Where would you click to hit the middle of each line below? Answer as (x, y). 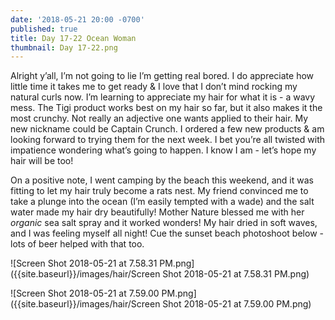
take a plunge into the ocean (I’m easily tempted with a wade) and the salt (162, 202)
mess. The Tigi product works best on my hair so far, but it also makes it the (166, 108)
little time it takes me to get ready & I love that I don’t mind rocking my (154, 87)
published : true (44, 29)
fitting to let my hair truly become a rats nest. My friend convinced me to (159, 191)
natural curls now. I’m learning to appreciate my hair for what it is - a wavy (163, 97)
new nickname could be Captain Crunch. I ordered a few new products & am (167, 129)
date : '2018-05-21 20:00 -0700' (77, 19)
